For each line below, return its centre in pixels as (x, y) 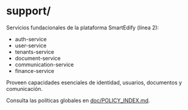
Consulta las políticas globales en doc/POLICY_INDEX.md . (78, 100)
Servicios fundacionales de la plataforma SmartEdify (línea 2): (83, 27)
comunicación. (25, 88)
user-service (31, 45)
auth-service (31, 39)
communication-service (44, 65)
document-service (38, 58)
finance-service (34, 71)
